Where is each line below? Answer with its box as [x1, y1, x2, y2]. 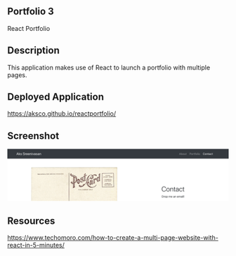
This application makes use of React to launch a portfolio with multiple [7, 63, 211, 72]
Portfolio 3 [7, 6, 54, 18]
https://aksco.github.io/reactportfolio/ [7, 109, 117, 118]
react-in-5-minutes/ [7, 241, 65, 250]
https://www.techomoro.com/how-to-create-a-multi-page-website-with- [7, 234, 219, 242]
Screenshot [7, 130, 60, 142]
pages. [7, 70, 27, 79]
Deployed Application [7, 91, 104, 103]
